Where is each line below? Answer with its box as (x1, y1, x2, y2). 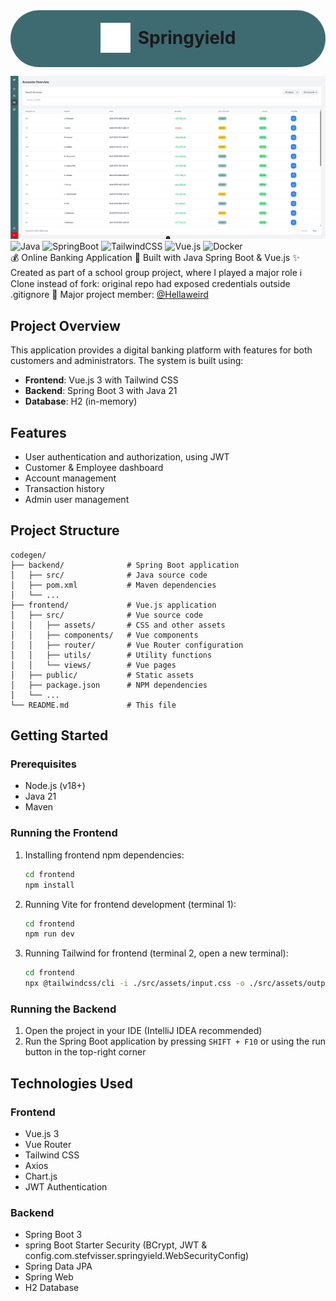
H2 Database (24, 1282, 80, 1294)
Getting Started (10, 727, 109, 744)
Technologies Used (10, 1075, 133, 1092)
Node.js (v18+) (24, 780, 86, 792)
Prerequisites (10, 757, 77, 771)
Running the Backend (10, 1002, 117, 1016)
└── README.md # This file (10, 700, 177, 710)
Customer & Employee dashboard (24, 461, 164, 473)
